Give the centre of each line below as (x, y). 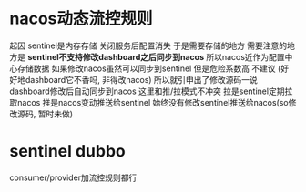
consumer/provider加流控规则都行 (73, 177)
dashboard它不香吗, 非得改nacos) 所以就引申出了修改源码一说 (141, 79)
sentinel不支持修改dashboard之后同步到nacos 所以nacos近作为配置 (156, 56)
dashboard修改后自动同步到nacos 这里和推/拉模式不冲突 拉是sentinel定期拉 (151, 91)
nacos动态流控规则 (81, 19)
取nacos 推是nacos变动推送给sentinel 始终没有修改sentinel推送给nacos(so (149, 102)
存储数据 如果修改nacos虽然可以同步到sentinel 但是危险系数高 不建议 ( (149, 68)
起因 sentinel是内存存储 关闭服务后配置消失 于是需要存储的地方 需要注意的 (148, 45)
